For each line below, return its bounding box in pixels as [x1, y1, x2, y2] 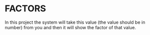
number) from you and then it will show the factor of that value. [5, 24, 136, 30]
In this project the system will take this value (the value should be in [5, 19, 145, 25]
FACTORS [5, 3, 46, 14]
